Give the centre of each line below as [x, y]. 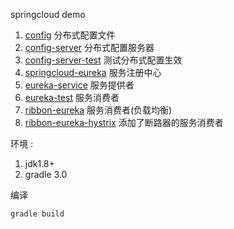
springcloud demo [48, 14]
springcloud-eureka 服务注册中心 [93, 72]
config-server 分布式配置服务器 [89, 47]
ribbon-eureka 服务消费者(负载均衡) [98, 110]
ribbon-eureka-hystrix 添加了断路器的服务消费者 [124, 122]
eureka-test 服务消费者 [72, 97]
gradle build [37, 214]
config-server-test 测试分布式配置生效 [103, 60]
